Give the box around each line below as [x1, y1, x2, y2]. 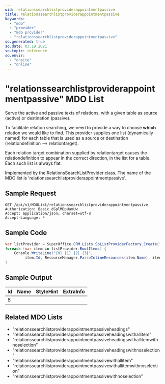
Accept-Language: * [5, 215, 45, 220]
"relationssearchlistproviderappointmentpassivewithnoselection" [12, 373, 143, 379]
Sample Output [5, 273, 53, 282]
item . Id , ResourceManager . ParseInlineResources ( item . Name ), [25, 255, 151, 261]
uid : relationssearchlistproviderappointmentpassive [5, 7, 115, 12]
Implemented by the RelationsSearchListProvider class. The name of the [5, 170, 151, 176]
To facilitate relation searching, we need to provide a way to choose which [5, 125, 156, 131]
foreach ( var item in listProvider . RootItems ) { [5, 246, 107, 251]
